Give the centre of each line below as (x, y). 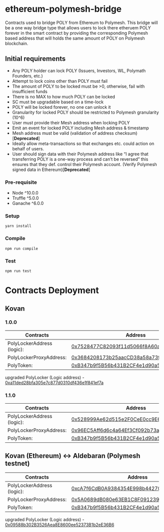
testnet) (18, 463)
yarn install (18, 226)
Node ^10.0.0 (25, 193)
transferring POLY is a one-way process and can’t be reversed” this (80, 159)
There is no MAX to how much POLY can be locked (64, 97)
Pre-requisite (21, 182)
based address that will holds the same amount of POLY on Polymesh (75, 38)
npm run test (18, 271)
